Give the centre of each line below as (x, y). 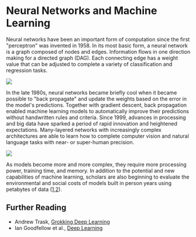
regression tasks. (27, 70)
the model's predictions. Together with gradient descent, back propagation (97, 105)
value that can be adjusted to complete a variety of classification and (89, 64)
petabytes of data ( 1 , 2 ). (34, 189)
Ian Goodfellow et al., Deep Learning (59, 228)
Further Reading (36, 208)
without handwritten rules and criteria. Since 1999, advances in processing (96, 117)
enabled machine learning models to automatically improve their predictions (97, 111)
